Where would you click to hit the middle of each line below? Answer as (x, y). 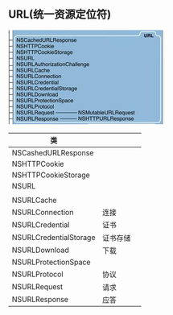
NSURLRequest (37, 287)
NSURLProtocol (37, 274)
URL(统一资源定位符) (60, 15)
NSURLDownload (41, 250)
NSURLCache (35, 200)
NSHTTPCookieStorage (51, 175)
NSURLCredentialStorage (54, 238)
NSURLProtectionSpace (51, 262)
